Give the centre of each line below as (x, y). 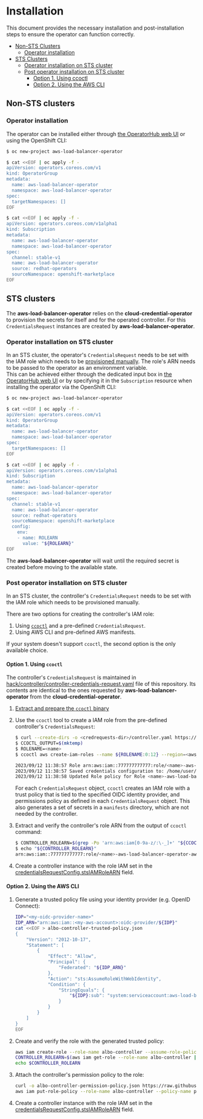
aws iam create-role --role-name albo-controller (79, 1052)
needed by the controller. (46, 814)
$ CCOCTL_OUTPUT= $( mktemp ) (49, 743)
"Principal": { (66, 962)
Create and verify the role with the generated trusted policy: (89, 1041)
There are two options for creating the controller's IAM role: (80, 614)
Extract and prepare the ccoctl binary (62, 709)
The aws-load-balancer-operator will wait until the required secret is (93, 561)
